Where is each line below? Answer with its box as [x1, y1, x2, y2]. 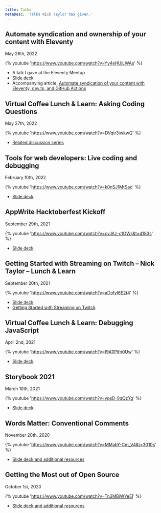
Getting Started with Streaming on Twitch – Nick [5, 259, 155, 268]
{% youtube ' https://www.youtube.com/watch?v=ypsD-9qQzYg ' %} [5, 395, 142, 401]
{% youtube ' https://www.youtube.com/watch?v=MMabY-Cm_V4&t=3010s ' [5, 442, 157, 448]
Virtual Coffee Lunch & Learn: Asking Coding [5, 99, 145, 108]
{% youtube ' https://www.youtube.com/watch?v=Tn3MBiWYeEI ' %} [5, 493, 142, 499]
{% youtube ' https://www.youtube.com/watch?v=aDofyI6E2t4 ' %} [5, 290, 139, 296]
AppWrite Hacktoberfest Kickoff [5, 208, 106, 216]
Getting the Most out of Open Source [5, 471, 120, 479]
